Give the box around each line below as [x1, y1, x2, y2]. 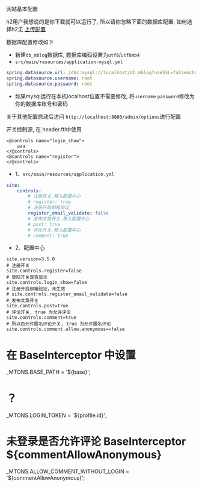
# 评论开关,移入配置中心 [28, 227, 81, 233]
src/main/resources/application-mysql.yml [14, 59, 123, 65]
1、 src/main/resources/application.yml [14, 170, 114, 177]
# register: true [28, 199, 71, 205]
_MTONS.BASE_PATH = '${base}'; [6, 368, 91, 375]
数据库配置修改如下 [6, 39, 54, 45]
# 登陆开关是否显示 [6, 274, 48, 280]
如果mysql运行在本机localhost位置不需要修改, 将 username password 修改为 [14, 92, 195, 99]
